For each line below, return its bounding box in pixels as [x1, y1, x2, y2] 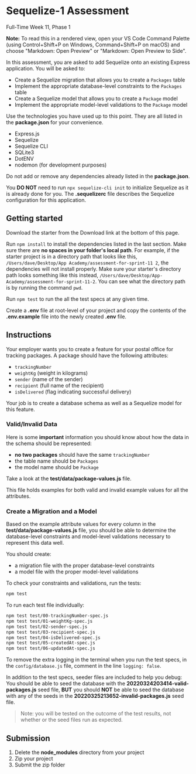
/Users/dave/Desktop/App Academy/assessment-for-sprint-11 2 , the [6, 259, 169, 266]
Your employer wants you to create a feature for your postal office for [6, 345, 174, 352]
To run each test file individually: [6, 602, 85, 609]
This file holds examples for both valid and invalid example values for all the [6, 486, 188, 493]
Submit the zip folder [14, 761, 66, 768]
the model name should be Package [14, 463, 99, 470]
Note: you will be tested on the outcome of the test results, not [20, 710, 171, 717]
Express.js [14, 130, 40, 137]
